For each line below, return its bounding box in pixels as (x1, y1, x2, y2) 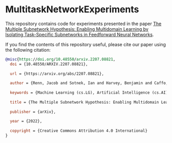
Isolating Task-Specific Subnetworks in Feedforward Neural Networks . (5, 31, 154, 37)
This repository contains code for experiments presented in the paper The (5, 21, 162, 27)
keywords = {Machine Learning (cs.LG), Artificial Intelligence (10, 90, 150, 95)
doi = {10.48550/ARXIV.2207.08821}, (10, 62, 88, 67)
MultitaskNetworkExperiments (5, 4, 139, 15)
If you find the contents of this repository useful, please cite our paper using (5, 41, 166, 47)
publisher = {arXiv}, (10, 109, 56, 114)
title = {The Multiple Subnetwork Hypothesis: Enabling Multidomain (10, 99, 159, 105)
